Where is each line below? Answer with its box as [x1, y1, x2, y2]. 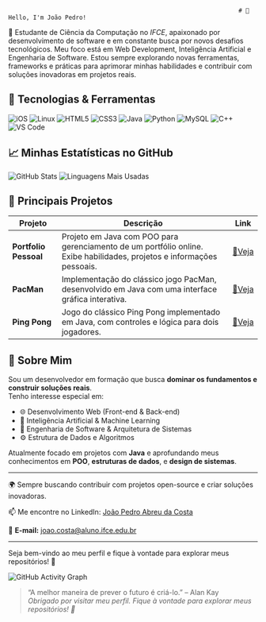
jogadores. [61, 326, 101, 338]
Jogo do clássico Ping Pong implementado [61, 307, 221, 318]
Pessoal [12, 251, 44, 262]
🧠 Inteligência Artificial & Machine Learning [19, 416, 161, 426]
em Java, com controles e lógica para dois [61, 317, 219, 328]
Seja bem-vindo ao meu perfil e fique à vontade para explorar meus [8, 548, 230, 558]
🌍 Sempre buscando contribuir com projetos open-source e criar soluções [8, 480, 253, 489]
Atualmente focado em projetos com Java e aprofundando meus [8, 448, 219, 458]
